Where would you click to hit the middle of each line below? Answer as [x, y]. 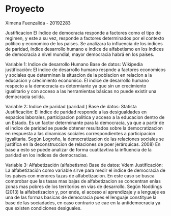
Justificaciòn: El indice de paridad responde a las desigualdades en [76, 112]
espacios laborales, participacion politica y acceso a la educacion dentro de [85, 117]
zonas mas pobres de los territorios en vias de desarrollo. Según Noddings [84, 187]
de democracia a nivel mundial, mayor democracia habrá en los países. [80, 54]
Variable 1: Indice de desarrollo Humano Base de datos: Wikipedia [74, 64]
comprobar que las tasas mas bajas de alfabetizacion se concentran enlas [83, 181]
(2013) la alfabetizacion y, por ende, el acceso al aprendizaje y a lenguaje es [85, 192]
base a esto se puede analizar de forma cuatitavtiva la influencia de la [78, 149]
